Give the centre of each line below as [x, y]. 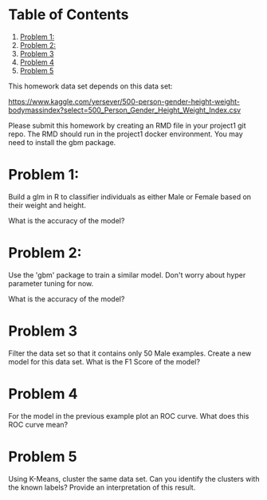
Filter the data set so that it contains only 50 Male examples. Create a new [130, 353]
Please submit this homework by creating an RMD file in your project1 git [127, 125]
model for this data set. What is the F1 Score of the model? [104, 361]
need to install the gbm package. [62, 142]
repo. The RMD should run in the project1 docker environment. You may [126, 134]
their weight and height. [47, 205]
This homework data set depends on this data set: [90, 86]
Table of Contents [69, 15]
